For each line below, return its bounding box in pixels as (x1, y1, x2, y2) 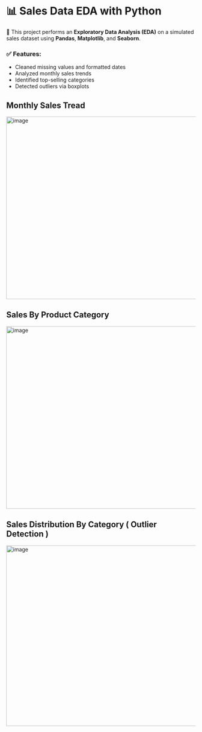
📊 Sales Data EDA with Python (6, 4, 162, 18)
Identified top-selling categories (14, 76, 95, 84)
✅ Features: (6, 49, 42, 58)
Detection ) (6, 529, 49, 539)
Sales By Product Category (6, 310, 109, 320)
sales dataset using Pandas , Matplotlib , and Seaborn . (6, 34, 141, 42)
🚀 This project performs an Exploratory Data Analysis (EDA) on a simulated (6, 28, 194, 36)
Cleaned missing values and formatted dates (14, 63, 126, 71)
